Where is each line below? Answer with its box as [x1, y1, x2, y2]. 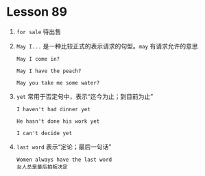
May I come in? [16, 55, 60, 62]
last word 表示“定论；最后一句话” [16, 143, 112, 151]
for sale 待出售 [16, 27, 62, 35]
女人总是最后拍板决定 [16, 163, 68, 171]
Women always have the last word [16, 156, 112, 163]
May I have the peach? [16, 68, 82, 74]
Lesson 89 [6, 4, 68, 20]
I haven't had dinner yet [16, 106, 91, 113]
